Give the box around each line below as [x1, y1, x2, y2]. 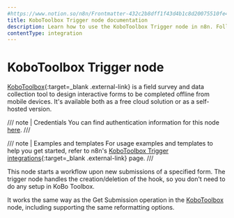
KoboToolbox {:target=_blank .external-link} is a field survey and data [7, 83, 204, 91]
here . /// [7, 126, 31, 134]
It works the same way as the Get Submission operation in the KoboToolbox [7, 196, 224, 204]
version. [29, 105, 52, 114]
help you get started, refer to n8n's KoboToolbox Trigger [7, 147, 169, 155]
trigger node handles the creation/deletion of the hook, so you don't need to [7, 175, 226, 183]
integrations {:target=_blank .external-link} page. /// [7, 154, 154, 162]
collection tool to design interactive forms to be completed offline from [7, 90, 210, 98]
